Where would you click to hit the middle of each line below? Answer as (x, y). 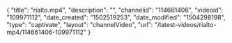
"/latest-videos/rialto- (185, 25)
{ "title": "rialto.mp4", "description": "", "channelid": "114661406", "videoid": (115, 10)
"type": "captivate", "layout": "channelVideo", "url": (80, 25)
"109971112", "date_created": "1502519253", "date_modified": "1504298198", (116, 17)
